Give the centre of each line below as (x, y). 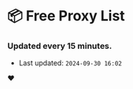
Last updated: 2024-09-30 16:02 (70, 63)
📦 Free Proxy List (66, 16)
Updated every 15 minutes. (60, 46)
